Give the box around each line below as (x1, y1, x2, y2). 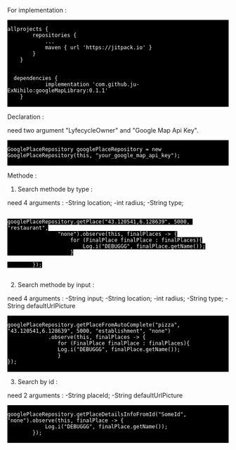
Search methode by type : (17, 185, 93, 193)
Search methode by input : (17, 281, 95, 289)
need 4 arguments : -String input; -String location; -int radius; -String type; (7, 294, 224, 303)
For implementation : (7, 6, 67, 14)
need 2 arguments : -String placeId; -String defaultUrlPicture (7, 391, 183, 399)
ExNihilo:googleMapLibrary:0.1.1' (7, 87, 109, 94)
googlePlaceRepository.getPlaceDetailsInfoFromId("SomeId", (7, 411, 188, 418)
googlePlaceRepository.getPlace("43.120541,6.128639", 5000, (7, 218, 190, 225)
